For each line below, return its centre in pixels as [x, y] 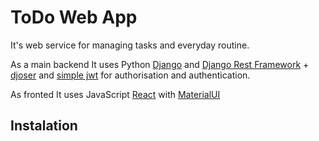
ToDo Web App [74, 17]
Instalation [44, 126]
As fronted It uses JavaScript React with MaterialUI [115, 94]
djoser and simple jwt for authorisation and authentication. [130, 75]
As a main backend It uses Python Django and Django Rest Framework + [160, 64]
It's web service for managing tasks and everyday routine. [130, 45]
